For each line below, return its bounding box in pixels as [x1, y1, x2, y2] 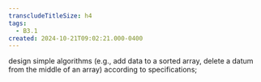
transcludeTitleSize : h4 [8, 11, 92, 20]
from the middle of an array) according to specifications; [8, 65, 197, 75]
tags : [8, 19, 27, 27]
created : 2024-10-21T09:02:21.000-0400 [8, 34, 143, 43]
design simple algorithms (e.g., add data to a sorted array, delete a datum [8, 56, 254, 66]
